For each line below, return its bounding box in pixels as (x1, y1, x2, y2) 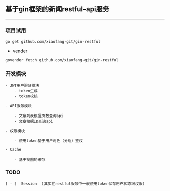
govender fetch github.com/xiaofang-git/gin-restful (5, 58, 119, 63)
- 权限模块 (5, 129, 25, 134)
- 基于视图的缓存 (14, 157, 46, 162)
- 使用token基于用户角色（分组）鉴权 (14, 138, 83, 143)
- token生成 (14, 88, 38, 94)
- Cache (5, 147, 22, 152)
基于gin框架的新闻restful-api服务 (5, 5, 110, 14)
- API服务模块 (5, 103, 32, 109)
